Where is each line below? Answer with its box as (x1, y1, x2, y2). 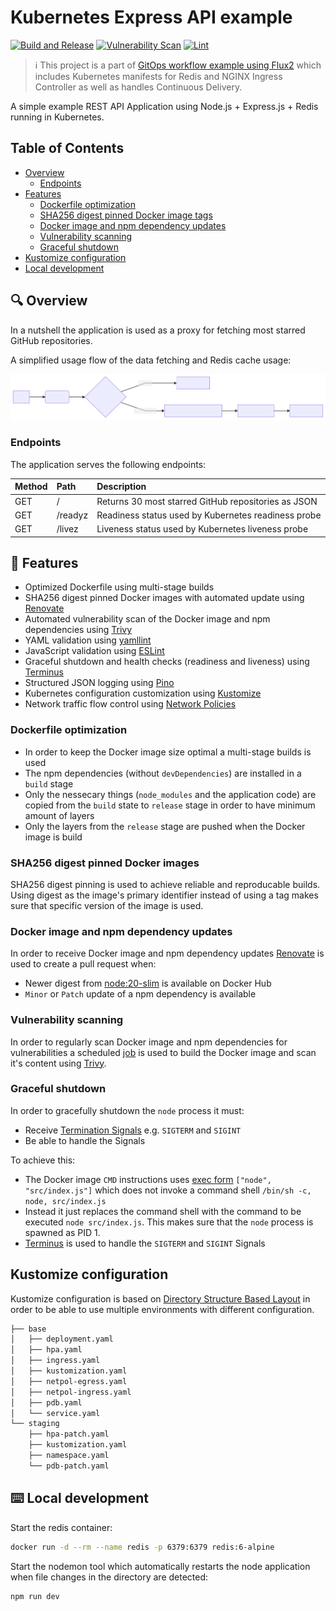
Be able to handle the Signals (24, 1134, 146, 1146)
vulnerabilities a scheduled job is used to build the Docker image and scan (10, 1046, 317, 1058)
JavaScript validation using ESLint (24, 645, 165, 657)
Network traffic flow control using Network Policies (24, 698, 237, 710)
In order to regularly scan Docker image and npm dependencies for (10, 1036, 288, 1048)
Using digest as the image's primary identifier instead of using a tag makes (10, 889, 319, 901)
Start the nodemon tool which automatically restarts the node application (10, 1560, 311, 1572)
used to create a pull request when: (10, 958, 157, 970)
